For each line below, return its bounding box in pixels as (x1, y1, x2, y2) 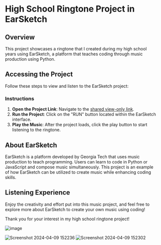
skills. (5, 174, 16, 180)
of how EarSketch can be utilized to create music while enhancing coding (5, 169, 151, 175)
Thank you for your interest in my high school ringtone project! (5, 216, 130, 222)
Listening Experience (5, 188, 70, 197)
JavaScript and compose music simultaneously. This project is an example (5, 164, 154, 170)
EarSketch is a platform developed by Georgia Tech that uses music (5, 154, 140, 160)
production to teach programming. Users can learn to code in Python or (5, 159, 148, 164)
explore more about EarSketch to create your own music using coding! (5, 206, 146, 212)
